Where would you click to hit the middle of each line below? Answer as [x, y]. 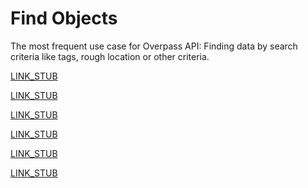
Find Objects [64, 18]
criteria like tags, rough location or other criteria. [110, 56]
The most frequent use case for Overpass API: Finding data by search [154, 46]
